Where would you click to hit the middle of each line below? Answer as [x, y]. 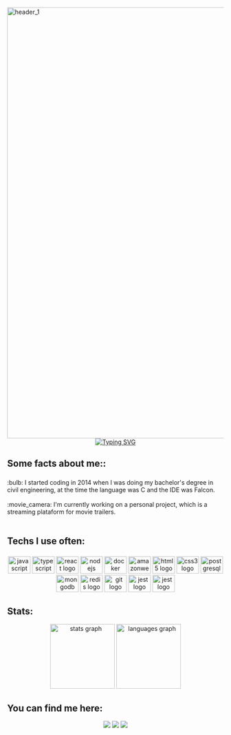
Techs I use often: [46, 541]
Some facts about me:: [57, 464]
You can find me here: [55, 708]
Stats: [20, 611]
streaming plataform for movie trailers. [62, 512]
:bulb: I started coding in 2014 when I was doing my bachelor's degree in [110, 483]
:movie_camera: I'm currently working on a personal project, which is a [107, 505]
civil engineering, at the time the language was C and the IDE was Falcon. [111, 490]
